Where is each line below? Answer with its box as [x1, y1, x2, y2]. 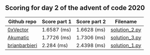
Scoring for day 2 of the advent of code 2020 [5, 4, 145, 12]
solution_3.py [110, 34, 142, 41]
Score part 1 [42, 18, 72, 25]
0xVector [7, 26, 29, 33]
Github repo [8, 18, 37, 25]
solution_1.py [110, 42, 142, 49]
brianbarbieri [7, 42, 38, 49]
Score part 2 [76, 18, 106, 25]
